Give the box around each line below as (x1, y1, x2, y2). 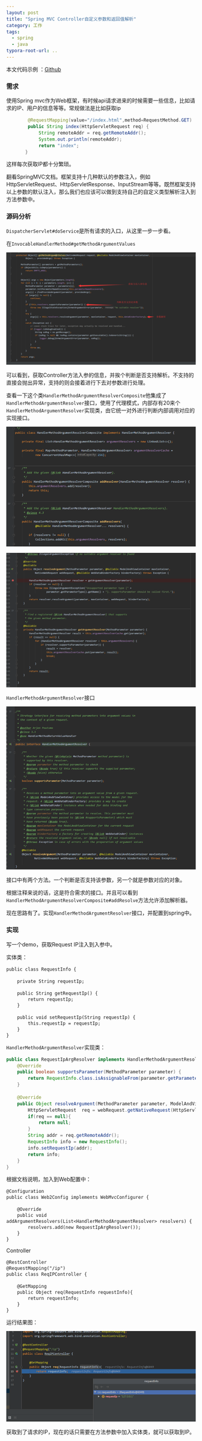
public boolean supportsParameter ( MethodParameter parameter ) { (17, 1069, 182, 1075)
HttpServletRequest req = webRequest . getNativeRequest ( (28, 1107, 173, 1113)
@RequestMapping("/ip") (6, 1266, 66, 1272)
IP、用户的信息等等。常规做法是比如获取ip (16, 105, 121, 112)
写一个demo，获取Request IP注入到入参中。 (6, 940, 115, 948)
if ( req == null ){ (28, 1113, 71, 1120)
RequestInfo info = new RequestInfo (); (28, 1139, 128, 1145)
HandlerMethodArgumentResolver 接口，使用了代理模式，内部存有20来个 (6, 399, 180, 406)
